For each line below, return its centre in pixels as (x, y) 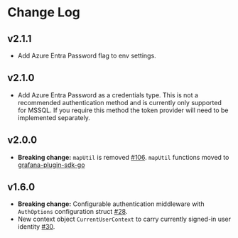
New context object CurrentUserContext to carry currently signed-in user (124, 219)
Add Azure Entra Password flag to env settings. (87, 55)
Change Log (44, 12)
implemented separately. (54, 117)
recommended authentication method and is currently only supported (120, 102)
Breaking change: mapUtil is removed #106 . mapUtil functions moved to (123, 157)
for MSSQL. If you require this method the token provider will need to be (123, 110)
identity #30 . (36, 227)
